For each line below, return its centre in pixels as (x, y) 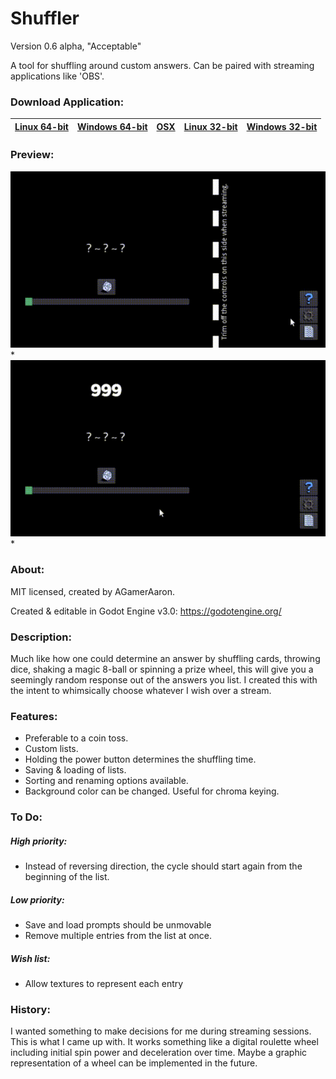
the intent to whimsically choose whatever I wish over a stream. (141, 691)
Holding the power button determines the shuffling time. (140, 759)
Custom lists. (51, 749)
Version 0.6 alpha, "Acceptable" (76, 46)
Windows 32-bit (282, 126)
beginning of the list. (67, 877)
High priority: (39, 841)
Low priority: (37, 899)
